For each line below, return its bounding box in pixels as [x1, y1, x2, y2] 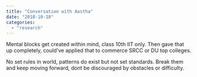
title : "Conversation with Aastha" [6, 8, 94, 15]
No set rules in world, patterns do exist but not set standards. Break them [6, 58, 183, 65]
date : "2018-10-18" [6, 14, 54, 20]
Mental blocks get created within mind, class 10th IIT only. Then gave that [6, 41, 184, 48]
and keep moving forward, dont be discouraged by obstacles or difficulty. [6, 65, 185, 72]
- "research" [11, 24, 44, 31]
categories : [6, 19, 35, 25]
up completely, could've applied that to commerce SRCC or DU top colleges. [6, 47, 192, 54]
